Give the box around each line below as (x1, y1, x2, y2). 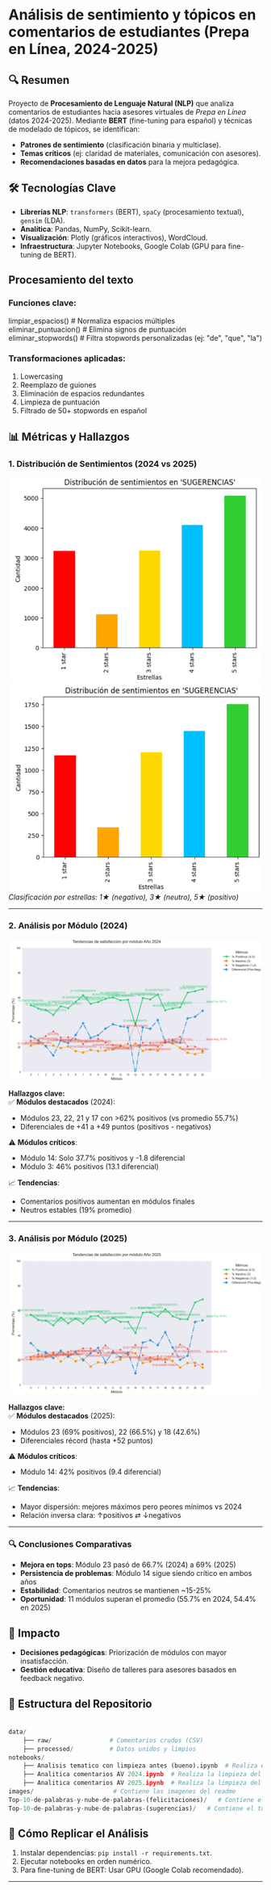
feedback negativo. (19, 1674, 85, 1683)
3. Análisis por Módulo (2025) (8, 1233, 127, 1244)
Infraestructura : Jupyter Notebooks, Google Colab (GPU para (19, 241, 227, 251)
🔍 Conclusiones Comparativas (8, 1539, 132, 1549)
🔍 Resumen (8, 73, 70, 86)
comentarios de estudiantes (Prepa (8, 23, 250, 41)
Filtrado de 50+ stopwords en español (19, 405, 148, 415)
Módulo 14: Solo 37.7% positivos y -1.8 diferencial (19, 1153, 186, 1163)
